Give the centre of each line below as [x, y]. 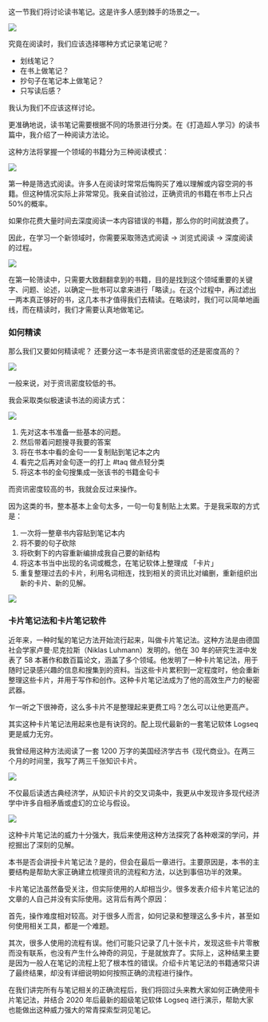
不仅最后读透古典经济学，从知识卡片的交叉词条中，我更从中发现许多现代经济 [134, 792]
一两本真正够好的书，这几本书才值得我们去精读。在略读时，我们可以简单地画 [134, 299]
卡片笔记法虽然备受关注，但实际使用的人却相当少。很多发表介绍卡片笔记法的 [134, 888]
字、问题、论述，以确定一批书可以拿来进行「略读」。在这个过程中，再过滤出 [132, 289]
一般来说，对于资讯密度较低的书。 [64, 383]
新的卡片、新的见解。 [55, 583]
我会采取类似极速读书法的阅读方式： [68, 400]
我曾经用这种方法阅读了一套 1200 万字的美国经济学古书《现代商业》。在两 [128, 751]
